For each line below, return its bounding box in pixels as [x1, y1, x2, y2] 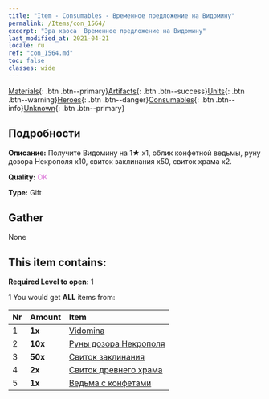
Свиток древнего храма [68, 364, 163, 376]
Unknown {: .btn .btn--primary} [23, 103, 125, 113]
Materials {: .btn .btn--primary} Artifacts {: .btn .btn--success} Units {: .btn [8, 86, 245, 96]
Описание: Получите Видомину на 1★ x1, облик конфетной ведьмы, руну [8, 148, 261, 158]
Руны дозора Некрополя [68, 339, 165, 350]
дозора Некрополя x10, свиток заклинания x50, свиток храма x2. [8, 156, 233, 166]
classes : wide [8, 64, 56, 72]
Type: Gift [8, 187, 42, 197]
